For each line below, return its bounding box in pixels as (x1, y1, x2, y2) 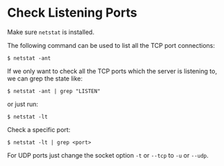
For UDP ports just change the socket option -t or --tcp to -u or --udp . (7, 151, 209, 159)
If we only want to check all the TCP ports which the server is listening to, (7, 67, 217, 75)
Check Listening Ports (7, 5, 137, 21)
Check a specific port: (7, 125, 71, 133)
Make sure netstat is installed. (7, 28, 95, 36)
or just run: (7, 99, 39, 108)
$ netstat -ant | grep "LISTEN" (7, 88, 101, 94)
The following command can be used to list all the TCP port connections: (7, 41, 215, 49)
